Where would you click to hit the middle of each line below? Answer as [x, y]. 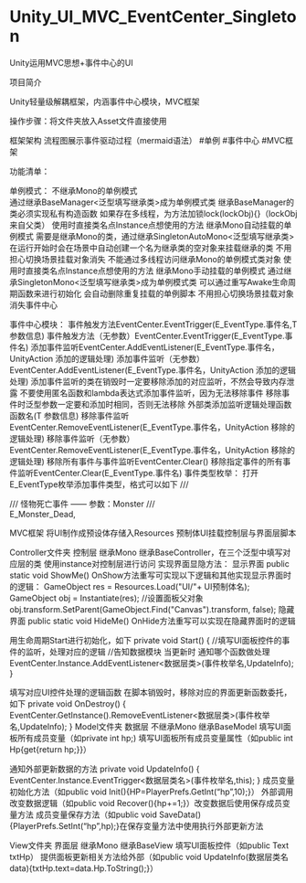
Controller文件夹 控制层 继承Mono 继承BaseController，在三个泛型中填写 [146, 552]
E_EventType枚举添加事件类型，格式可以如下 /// [99, 484]
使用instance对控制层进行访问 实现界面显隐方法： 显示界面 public [166, 563]
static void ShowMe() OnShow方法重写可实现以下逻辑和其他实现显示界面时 [151, 575]
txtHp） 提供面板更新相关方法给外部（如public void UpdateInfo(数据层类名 [149, 856]
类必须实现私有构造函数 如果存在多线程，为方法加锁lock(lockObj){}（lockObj [153, 213]
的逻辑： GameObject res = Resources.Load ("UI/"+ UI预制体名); [130, 586]
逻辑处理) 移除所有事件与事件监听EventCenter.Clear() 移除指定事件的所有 [146, 461]
